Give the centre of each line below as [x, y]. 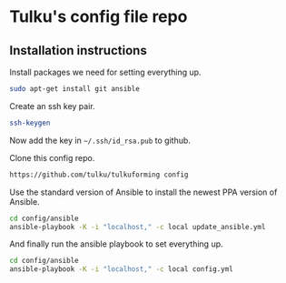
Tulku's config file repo [99, 17]
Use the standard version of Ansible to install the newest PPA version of [143, 192]
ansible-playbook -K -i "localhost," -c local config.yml [121, 269]
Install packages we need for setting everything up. [105, 72]
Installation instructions [78, 51]
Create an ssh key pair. [52, 106]
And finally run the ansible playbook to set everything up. [117, 244]
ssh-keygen [30, 123]
